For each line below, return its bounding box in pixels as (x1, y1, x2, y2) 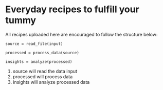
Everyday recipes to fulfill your (5, 4, 140, 15)
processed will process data (12, 73, 73, 80)
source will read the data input (12, 68, 78, 74)
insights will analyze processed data (12, 79, 90, 85)
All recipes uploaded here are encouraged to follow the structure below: (5, 31, 158, 37)
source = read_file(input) (5, 41, 63, 47)
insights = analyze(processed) (5, 59, 73, 64)
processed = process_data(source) (5, 50, 80, 55)
